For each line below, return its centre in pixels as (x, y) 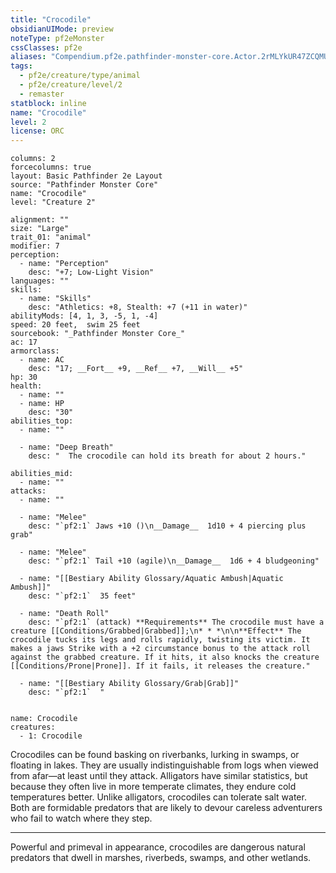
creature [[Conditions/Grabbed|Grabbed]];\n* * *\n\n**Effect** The (156, 631)
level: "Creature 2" (53, 202)
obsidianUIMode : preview (62, 29)
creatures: (33, 727)
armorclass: (35, 351)
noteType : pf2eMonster (57, 38)
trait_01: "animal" (51, 237)
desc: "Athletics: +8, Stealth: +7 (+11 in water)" (138, 307)
